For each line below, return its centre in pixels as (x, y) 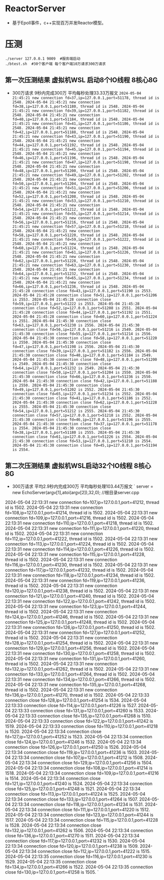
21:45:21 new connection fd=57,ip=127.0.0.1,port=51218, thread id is (86, 226)
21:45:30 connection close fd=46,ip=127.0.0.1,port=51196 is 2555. (82, 420)
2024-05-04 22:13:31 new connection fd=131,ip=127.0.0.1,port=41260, (75, 658)
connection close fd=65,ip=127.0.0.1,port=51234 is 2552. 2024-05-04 (85, 394)
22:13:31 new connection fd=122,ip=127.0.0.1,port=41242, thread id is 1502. (81, 601)
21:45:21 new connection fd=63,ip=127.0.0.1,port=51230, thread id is (86, 265)
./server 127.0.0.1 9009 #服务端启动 (43, 59)
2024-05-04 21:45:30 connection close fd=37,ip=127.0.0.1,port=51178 (85, 424)
